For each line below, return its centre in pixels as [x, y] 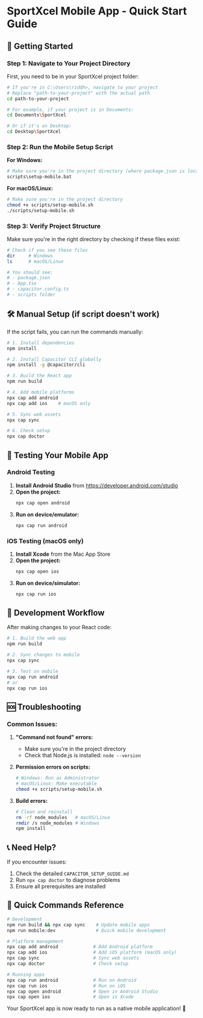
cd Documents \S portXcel [37, 115]
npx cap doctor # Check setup [68, 964]
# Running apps [26, 975]
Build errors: [31, 800]
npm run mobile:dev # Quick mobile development [86, 930]
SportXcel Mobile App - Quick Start [97, 11]
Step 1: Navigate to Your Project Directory [69, 63]
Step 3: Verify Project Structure [54, 226]
